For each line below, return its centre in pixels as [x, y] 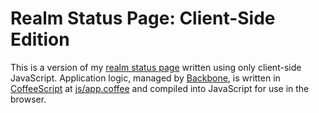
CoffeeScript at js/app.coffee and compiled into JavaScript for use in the [160, 88]
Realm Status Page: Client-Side [143, 18]
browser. [28, 99]
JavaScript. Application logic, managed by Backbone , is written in [145, 78]
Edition [40, 39]
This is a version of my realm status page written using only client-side [156, 67]
